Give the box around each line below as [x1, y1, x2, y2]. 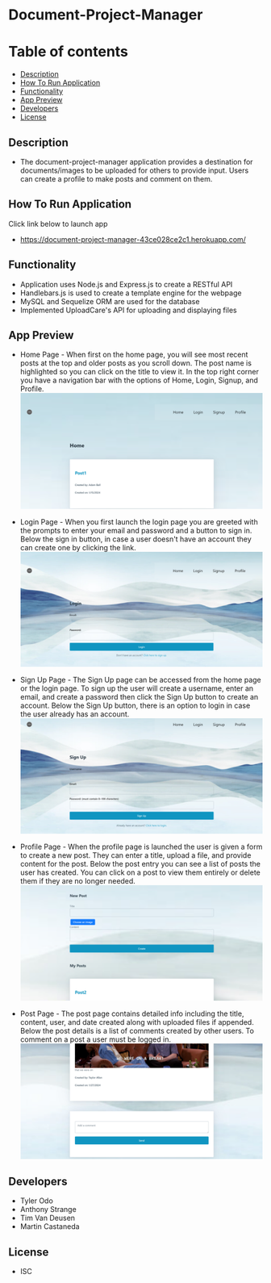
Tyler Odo [19, 1196, 54, 1206]
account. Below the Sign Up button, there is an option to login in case [19, 700, 251, 711]
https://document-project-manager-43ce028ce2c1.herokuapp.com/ [19, 234, 246, 244]
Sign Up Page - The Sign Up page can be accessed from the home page [19, 675, 261, 685]
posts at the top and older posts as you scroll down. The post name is [19, 358, 252, 368]
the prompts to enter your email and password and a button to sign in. [19, 525, 252, 535]
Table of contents [8, 43, 129, 61]
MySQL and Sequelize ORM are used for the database [19, 296, 200, 306]
